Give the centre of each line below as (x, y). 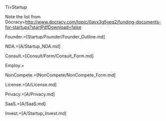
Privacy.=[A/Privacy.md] (30, 94)
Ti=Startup (16, 7)
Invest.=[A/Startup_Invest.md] (36, 113)
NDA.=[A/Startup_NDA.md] (33, 46)
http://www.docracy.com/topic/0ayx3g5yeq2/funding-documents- (93, 22)
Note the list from (23, 17)
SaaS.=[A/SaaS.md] (26, 104)
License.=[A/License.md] (31, 84)
